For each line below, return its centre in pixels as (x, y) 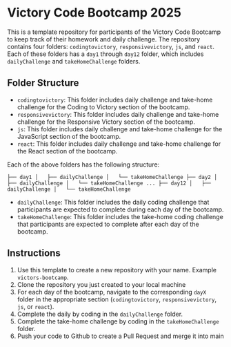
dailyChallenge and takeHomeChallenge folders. (74, 61)
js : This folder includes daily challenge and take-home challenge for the (120, 129)
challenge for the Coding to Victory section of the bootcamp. (103, 107)
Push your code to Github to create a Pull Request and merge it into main (120, 336)
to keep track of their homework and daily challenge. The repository (104, 39)
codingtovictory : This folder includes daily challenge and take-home (115, 100)
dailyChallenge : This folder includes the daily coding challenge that (113, 202)
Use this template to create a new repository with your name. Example (117, 270)
